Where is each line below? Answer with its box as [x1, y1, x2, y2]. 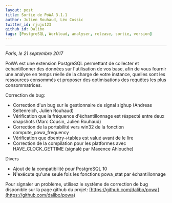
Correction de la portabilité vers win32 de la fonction [12, 124, 124, 130]
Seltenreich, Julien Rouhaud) [12, 107, 74, 114]
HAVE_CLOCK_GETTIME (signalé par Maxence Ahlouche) [12, 146, 134, 152]
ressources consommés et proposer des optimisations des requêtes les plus [5, 77, 166, 83]
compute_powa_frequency [12, 130, 69, 135]
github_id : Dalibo [5, 27, 45, 32]
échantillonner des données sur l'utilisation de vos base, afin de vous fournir [5, 66, 167, 72]
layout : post [5, 7, 33, 13]
